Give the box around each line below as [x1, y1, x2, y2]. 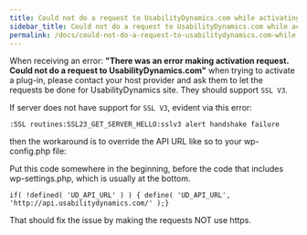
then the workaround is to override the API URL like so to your [9, 136, 242, 147]
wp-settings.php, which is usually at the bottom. [9, 173, 191, 184]
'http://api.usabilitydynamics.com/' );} [9, 198, 170, 208]
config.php [9, 145, 51, 156]
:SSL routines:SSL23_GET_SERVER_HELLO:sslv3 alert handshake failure [9, 120, 281, 129]
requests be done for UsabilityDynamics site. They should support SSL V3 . [9, 84, 288, 96]
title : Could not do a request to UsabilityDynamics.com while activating [9, 13, 301, 23]
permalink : [9, 30, 51, 39]
